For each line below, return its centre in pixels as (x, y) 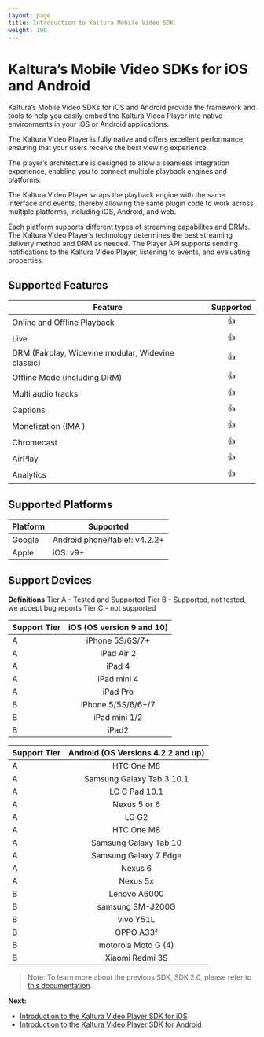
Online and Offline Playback (64, 322)
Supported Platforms (60, 504)
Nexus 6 (136, 868)
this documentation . (60, 985)
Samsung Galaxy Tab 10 (137, 843)
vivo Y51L (136, 919)
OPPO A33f (137, 932)
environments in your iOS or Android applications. (89, 124)
